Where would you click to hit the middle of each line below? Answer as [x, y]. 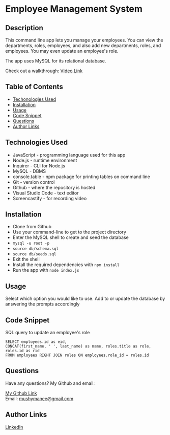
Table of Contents [34, 87]
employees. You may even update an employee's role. [62, 51]
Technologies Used [36, 143]
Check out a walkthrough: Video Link [44, 71]
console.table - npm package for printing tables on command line [81, 177]
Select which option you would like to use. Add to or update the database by [85, 299]
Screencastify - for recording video [50, 198]
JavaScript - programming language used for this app [69, 155]
